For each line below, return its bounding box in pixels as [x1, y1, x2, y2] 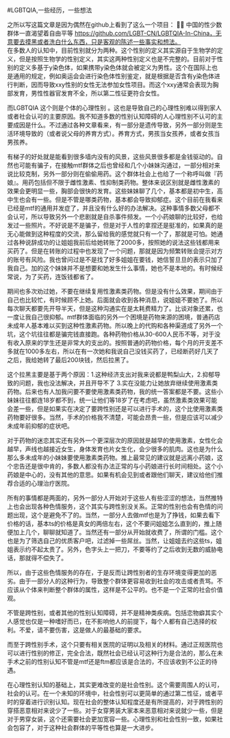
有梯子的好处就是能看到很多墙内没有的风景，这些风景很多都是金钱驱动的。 [7, 153, 217, 160]
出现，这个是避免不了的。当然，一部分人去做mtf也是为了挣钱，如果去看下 [12, 511, 220, 519]
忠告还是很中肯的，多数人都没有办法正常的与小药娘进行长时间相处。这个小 [12, 462, 223, 470]
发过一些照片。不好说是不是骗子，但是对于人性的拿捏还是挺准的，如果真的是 [7, 222, 223, 229]
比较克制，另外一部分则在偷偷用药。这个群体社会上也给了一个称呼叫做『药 [12, 170, 223, 178]
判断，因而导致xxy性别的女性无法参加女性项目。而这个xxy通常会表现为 [12, 81, 214, 88]
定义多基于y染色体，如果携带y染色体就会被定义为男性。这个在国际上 [18, 64, 212, 71]
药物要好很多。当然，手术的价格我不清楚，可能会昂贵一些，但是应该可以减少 [7, 414, 223, 421]
